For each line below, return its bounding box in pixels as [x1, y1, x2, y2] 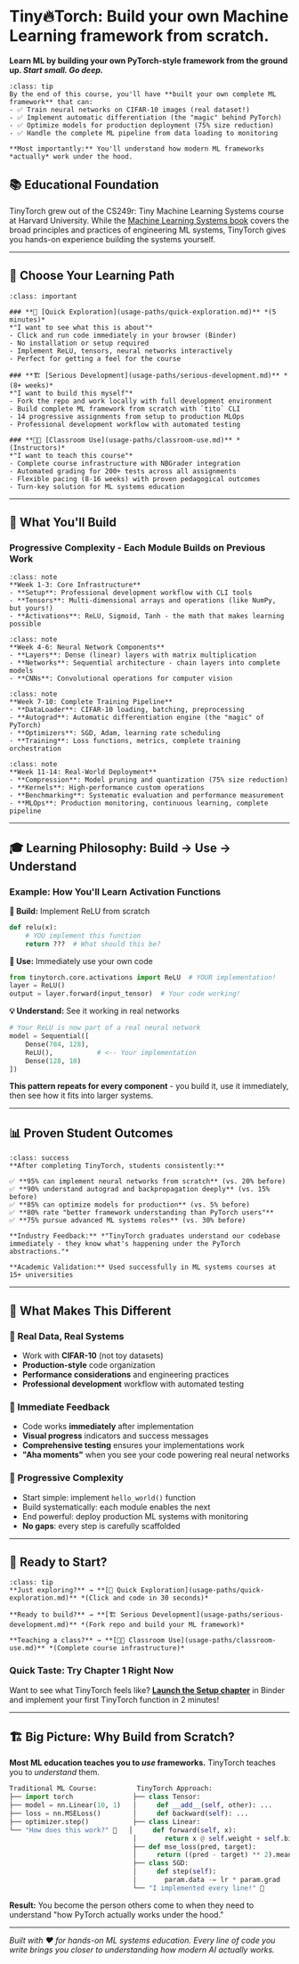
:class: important [9, 291, 77, 300]
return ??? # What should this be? [25, 939, 162, 948]
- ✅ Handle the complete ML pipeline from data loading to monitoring [9, 128, 279, 137]
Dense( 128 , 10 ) [25, 1056, 82, 1066]
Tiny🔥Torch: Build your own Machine [9, 6, 289, 27]
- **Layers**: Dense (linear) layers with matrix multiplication [9, 651, 256, 660]
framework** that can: [9, 97, 93, 106]
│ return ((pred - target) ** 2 [132, 1851, 269, 1860]
